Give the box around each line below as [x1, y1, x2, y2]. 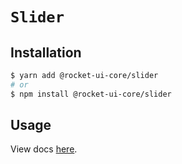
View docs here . [10, 143, 78, 155]
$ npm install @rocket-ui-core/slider [10, 89, 172, 99]
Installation [10, 44, 82, 61]
